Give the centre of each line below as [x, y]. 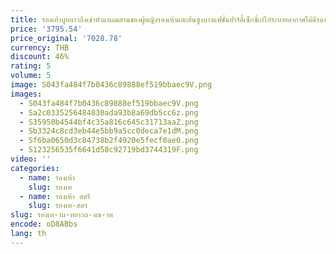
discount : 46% [40, 57]
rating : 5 [31, 66]
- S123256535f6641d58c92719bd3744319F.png [109, 150]
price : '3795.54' [46, 29]
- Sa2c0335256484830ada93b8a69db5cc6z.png [109, 112]
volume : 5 [31, 76]
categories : [35, 168]
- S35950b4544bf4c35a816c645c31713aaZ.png [109, 122]
